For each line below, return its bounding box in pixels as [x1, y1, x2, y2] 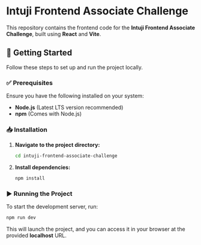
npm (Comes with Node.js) [14, 110, 82, 117]
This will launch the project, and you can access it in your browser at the [6, 226, 185, 233]
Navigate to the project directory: [14, 141, 100, 149]
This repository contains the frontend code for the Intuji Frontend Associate [6, 24, 196, 31]
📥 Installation [6, 125, 48, 134]
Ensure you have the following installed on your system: [6, 92, 144, 99]
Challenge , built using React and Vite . [6, 30, 101, 37]
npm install [14, 176, 45, 182]
